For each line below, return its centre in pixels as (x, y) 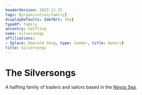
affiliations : (20, 39)
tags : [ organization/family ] (36, 15)
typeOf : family (21, 24)
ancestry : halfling (26, 29)
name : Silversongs (25, 34)
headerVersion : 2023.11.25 (34, 10)
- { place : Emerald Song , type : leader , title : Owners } (65, 43)
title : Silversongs (26, 48)
